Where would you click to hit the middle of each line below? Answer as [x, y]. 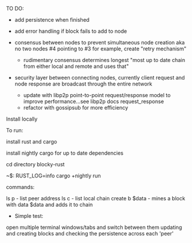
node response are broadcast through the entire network [83, 84]
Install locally [22, 119]
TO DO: [15, 8]
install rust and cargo [32, 142]
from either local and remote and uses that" [76, 66]
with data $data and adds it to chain [49, 205]
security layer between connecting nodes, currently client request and [100, 78]
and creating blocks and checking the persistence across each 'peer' [90, 233]
